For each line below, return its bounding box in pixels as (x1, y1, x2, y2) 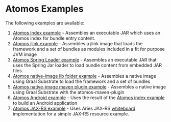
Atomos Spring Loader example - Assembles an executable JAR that (12, 56, 157, 63)
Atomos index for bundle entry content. (12, 35, 95, 41)
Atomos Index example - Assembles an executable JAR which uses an (12, 29, 161, 36)
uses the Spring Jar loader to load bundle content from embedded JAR (12, 62, 162, 68)
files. (12, 67, 23, 74)
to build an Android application (12, 100, 78, 106)
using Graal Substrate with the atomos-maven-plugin (12, 89, 125, 95)
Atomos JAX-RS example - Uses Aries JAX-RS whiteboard (12, 105, 136, 111)
